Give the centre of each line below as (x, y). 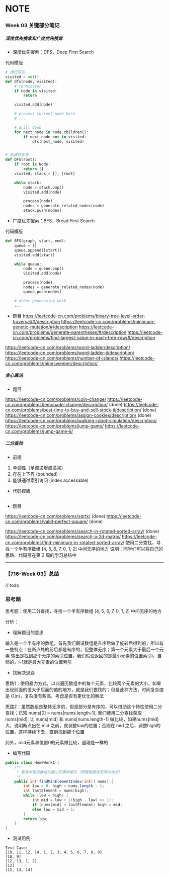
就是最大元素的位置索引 (48, 662)
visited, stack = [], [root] (45, 173)
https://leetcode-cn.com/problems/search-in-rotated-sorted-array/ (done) (82, 531)
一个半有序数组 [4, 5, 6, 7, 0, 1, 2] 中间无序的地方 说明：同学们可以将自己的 (86, 549)
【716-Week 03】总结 (32, 574)
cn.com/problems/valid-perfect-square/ (47, 521)
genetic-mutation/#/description (45, 327)
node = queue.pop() (44, 269)
